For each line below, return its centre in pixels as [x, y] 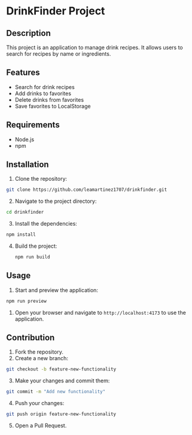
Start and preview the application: [57, 290]
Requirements [33, 125]
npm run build [32, 257]
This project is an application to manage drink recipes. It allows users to [95, 47]
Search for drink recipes [45, 87]
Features [23, 73]
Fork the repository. [39, 352]
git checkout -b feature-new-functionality [61, 369]
